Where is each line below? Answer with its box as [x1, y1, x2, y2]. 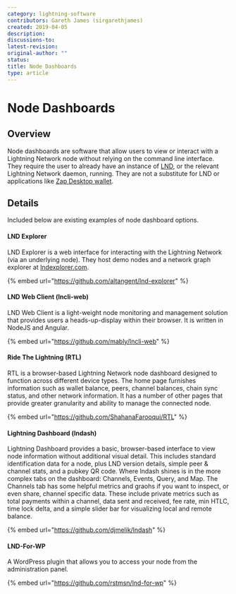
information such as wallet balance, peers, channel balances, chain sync [7, 384, 218, 392]
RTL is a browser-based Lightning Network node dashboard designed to [7, 369, 218, 377]
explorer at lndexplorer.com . [7, 263, 89, 271]
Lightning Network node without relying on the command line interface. [7, 154, 215, 162]
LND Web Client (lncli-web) [7, 292, 89, 301]
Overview [7, 128, 51, 140]
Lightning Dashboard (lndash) [7, 429, 97, 437]
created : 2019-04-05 [7, 23, 68, 30]
